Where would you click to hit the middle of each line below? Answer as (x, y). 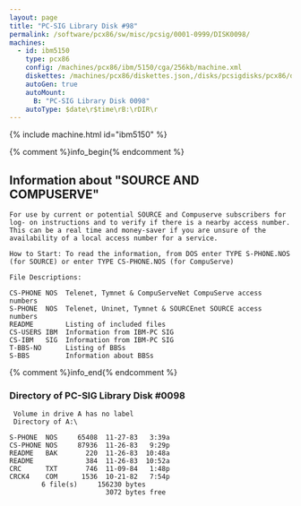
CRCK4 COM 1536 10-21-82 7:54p (90, 477)
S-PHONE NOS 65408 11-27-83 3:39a (90, 438)
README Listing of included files (88, 325)
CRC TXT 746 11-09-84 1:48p (90, 469)
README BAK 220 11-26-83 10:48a (90, 453)
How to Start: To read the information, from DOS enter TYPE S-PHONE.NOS (150, 254)
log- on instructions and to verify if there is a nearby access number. (150, 223)
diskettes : (46, 76)
